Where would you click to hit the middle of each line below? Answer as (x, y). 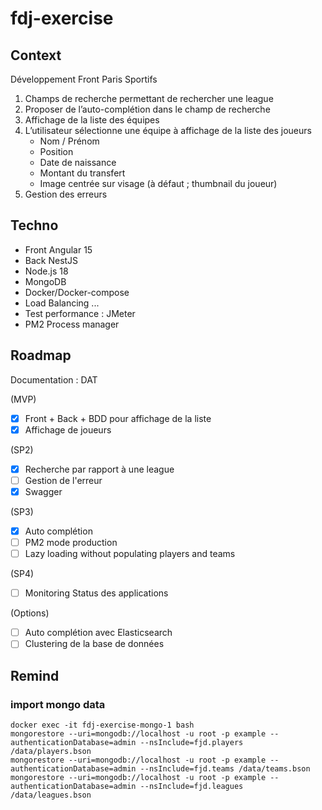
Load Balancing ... (62, 303)
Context (36, 55)
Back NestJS (51, 260)
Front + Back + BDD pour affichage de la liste (118, 418)
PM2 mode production (71, 542)
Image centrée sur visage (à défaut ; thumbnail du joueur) (158, 183)
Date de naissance (78, 162)
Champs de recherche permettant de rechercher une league (149, 98)
